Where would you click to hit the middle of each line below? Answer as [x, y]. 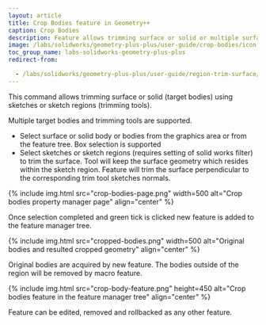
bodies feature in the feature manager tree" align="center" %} [110, 296]
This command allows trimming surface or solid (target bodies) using [121, 97]
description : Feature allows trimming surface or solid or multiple [123, 38]
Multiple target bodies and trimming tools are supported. [100, 120]
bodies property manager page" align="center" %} [91, 201]
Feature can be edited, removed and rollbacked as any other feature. [120, 312]
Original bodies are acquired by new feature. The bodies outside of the [123, 264]
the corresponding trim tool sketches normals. [95, 178]
